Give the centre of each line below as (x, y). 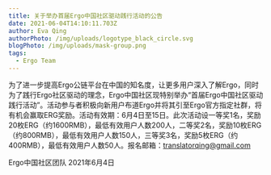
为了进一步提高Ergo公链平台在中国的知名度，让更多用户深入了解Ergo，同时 (133, 85)
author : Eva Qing (38, 31)
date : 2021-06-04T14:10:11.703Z (63, 23)
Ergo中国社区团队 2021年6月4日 (61, 162)
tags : (17, 53)
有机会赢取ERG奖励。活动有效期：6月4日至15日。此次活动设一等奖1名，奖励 (135, 115)
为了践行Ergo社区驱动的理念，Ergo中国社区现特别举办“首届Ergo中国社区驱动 (136, 94)
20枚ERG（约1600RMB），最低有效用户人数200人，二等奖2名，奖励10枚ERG (135, 125)
